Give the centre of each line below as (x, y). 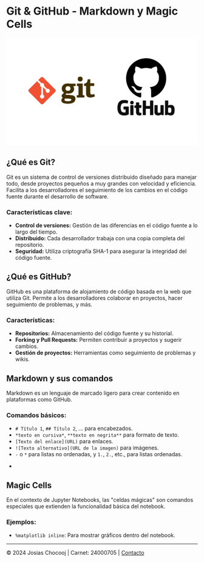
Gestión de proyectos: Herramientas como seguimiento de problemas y (105, 353)
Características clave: (39, 212)
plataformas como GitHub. (39, 399)
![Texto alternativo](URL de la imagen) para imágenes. (87, 448)
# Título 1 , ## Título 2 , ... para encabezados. (74, 428)
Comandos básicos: (36, 415)
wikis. (22, 359)
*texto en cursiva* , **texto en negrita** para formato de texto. (97, 435)
